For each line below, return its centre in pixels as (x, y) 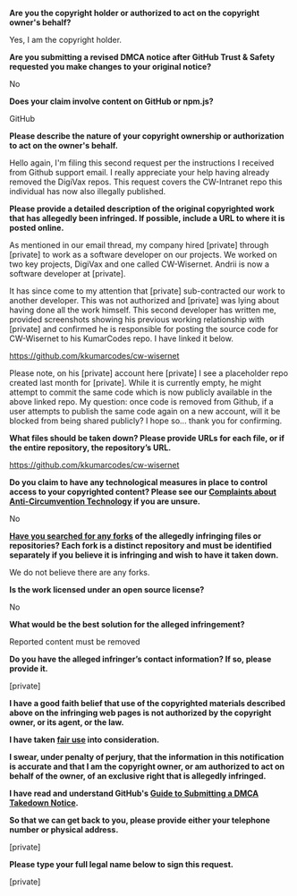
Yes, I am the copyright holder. (66, 40)
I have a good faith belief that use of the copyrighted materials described (148, 703)
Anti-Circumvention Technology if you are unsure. (105, 501)
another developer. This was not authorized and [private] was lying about (144, 300)
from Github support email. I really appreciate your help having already (140, 172)
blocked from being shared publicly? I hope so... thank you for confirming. (146, 421)
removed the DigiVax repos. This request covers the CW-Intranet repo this (146, 182)
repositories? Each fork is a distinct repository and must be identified (140, 546)
